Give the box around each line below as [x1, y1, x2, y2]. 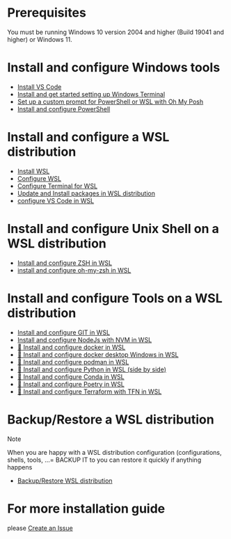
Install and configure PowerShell [17, 104, 111, 113]
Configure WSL [17, 174, 61, 182]
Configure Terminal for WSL [17, 182, 98, 190]
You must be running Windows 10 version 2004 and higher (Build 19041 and [7, 28, 225, 36]
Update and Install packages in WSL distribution [17, 189, 155, 198]
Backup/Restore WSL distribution [17, 476, 113, 485]
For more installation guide [7, 501, 166, 516]
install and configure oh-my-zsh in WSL [17, 266, 132, 274]
